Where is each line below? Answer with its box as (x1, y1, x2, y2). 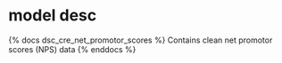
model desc (8, 5, 97, 26)
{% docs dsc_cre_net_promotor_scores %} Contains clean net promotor (8, 35, 273, 45)
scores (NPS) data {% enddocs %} (8, 43, 137, 54)
